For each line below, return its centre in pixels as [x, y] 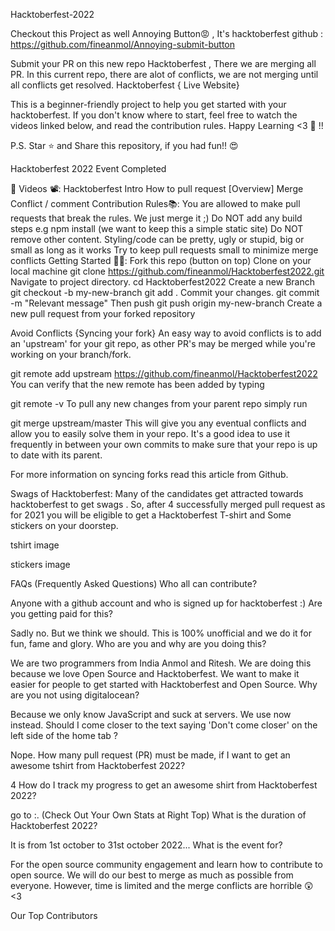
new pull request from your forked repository [103, 313]
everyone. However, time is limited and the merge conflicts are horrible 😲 [162, 885]
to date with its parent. [56, 455]
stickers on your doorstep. [64, 525]
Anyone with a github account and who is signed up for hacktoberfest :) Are [166, 603]
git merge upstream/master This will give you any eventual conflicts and [158, 423]
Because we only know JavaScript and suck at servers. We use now [151, 714]
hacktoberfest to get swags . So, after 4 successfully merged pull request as [168, 504]
